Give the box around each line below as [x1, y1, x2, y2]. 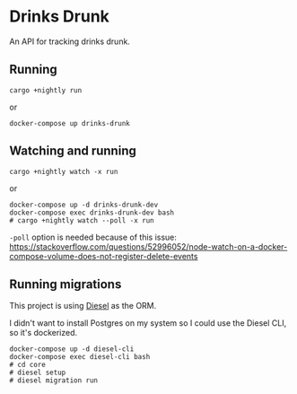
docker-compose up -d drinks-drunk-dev [9, 200, 159, 209]
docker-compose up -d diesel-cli [9, 345, 135, 354]
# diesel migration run [9, 376, 99, 385]
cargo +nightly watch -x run [9, 167, 118, 176]
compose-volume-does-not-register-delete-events [9, 250, 198, 261]
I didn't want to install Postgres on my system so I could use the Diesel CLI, [9, 318, 287, 328]
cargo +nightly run [9, 85, 83, 95]
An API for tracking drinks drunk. [9, 36, 130, 47]
